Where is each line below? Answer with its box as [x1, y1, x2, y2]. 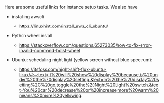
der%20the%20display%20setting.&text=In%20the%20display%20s [19, 77, 159, 82]
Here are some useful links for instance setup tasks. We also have [4, 4, 138, 10]
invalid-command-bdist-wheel [19, 48, 80, 53]
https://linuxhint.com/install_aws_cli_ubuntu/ [19, 23, 109, 29]
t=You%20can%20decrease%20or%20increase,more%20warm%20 [19, 87, 159, 93]
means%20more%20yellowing [19, 93, 82, 98]
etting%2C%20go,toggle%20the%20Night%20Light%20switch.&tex [19, 82, 159, 88]
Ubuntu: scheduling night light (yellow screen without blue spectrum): [11, 57, 153, 63]
